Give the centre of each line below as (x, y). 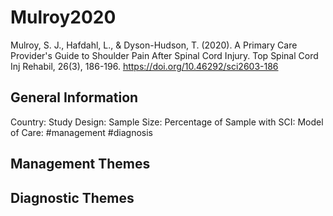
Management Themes (80, 164)
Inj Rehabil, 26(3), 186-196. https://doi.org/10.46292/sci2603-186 (144, 66)
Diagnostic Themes (72, 197)
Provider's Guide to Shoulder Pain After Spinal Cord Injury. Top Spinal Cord (164, 55)
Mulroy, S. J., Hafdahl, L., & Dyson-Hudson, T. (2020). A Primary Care (154, 45)
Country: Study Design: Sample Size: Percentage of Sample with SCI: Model (167, 122)
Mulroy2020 (63, 17)
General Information (74, 97)
